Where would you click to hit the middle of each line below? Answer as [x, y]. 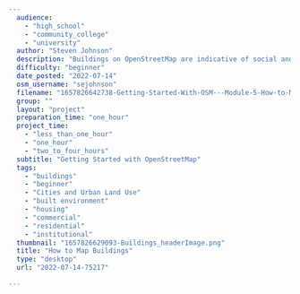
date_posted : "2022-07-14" [67, 76]
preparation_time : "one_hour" [73, 117]
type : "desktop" [47, 259]
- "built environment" [67, 201]
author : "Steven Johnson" [65, 51]
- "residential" [55, 226]
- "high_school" [55, 26]
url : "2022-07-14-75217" [63, 268]
